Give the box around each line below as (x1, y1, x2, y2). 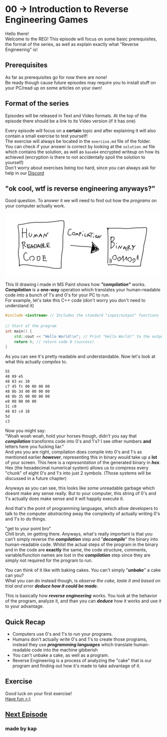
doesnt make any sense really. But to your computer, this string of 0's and (5, 491, 157, 496)
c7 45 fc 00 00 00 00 (5, 384, 50, 389)
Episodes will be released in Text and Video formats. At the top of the (5, 112, 147, 118)
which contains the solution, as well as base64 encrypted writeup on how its (5, 149, 160, 155)
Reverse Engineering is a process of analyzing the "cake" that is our (12, 658, 152, 664)
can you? (5, 572, 24, 578)
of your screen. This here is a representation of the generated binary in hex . (5, 460, 161, 466)
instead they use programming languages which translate (12, 642, 133, 648)
